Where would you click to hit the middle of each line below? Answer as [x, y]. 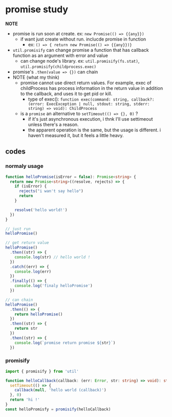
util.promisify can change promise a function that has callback [81, 50]
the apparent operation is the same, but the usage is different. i [94, 130]
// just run [18, 229]
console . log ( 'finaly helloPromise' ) [54, 286]
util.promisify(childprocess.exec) [58, 67]
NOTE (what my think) [36, 77]
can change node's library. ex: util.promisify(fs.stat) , [80, 61]
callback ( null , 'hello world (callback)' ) [60, 390]
